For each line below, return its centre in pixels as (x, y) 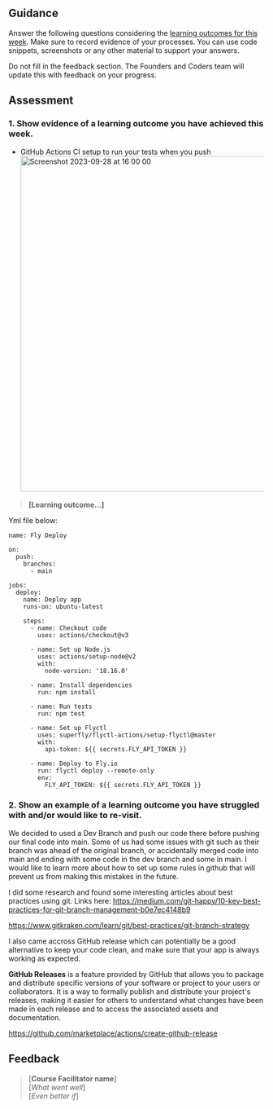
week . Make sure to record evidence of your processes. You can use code (133, 42)
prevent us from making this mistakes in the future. (93, 876)
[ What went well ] (57, 1087)
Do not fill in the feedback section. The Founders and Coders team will (126, 66)
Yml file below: (33, 520)
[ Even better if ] (53, 1096)
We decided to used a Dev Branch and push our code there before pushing (134, 833)
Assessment (41, 101)
